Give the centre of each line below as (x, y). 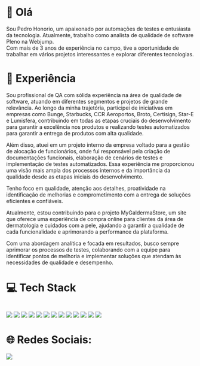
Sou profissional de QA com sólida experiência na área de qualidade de (94, 95)
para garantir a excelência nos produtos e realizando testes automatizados (98, 127)
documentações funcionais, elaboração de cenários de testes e (84, 158)
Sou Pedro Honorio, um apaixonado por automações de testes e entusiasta (99, 29)
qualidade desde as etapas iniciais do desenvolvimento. (75, 177)
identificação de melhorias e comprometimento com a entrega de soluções (99, 195)
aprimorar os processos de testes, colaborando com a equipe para (88, 249)
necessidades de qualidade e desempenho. (60, 262)
